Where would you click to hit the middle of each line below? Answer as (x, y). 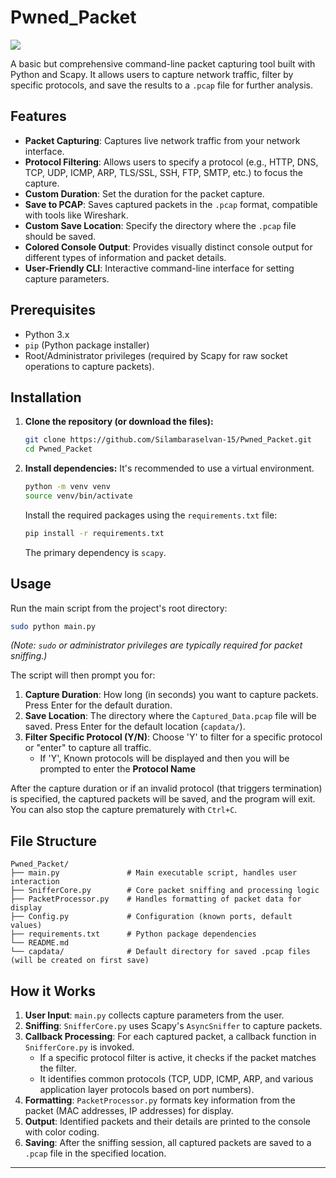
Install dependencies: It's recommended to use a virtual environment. (169, 468)
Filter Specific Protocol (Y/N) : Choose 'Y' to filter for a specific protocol (173, 737)
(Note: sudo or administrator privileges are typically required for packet (156, 645)
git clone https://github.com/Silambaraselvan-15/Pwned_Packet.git (168, 440)
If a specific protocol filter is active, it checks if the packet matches (178, 1058)
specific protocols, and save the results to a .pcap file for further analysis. (162, 85)
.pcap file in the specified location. (95, 1153)
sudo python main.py (53, 626)
